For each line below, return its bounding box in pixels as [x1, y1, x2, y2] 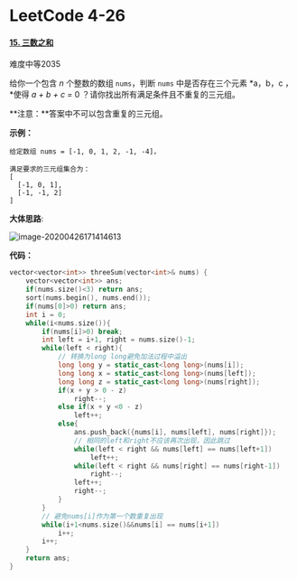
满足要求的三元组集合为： [9, 164, 90, 174]
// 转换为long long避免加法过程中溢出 [57, 352, 188, 361]
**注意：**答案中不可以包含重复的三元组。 [9, 108, 169, 119]
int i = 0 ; [25, 310, 67, 319]
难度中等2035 [9, 59, 61, 70]
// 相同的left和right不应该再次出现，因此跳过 [73, 435, 230, 445]
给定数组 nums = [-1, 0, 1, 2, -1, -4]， [9, 147, 161, 156]
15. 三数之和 [9, 37, 54, 48]
